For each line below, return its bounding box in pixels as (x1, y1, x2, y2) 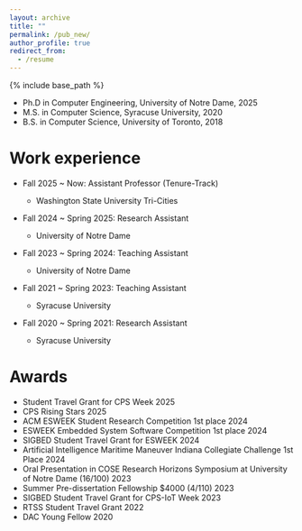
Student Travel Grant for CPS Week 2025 (22, 396, 176, 407)
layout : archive (9, 13, 70, 23)
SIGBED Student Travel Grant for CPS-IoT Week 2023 (22, 492, 222, 503)
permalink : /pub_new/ (9, 30, 91, 39)
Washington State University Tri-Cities (35, 195, 178, 206)
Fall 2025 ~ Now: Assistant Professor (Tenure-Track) (22, 178, 219, 188)
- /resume (17, 55, 54, 64)
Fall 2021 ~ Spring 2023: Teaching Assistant (22, 282, 187, 293)
